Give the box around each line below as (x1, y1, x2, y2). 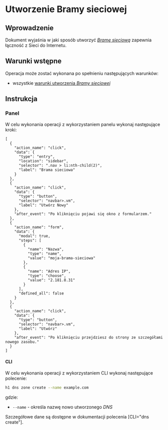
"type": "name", (27, 251, 62, 256)
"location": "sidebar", (18, 158, 69, 163)
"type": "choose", (27, 273, 66, 278)
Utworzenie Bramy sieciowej (5, 4, 127, 15)
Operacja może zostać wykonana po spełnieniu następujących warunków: (5, 70, 158, 76)
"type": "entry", (18, 154, 55, 159)
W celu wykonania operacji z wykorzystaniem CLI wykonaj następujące (5, 370, 153, 376)
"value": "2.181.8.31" (27, 277, 75, 283)
